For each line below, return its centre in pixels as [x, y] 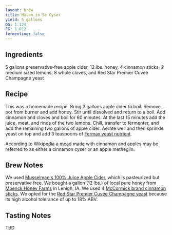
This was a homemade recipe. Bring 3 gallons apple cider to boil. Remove [83, 106]
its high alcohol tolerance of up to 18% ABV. [52, 199]
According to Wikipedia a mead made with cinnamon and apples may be [82, 144]
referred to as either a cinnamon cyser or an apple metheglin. [70, 149]
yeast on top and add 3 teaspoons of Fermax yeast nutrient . [69, 133]
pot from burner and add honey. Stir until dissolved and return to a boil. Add [85, 112]
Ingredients [24, 55]
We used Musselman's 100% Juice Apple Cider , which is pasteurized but [82, 178]
